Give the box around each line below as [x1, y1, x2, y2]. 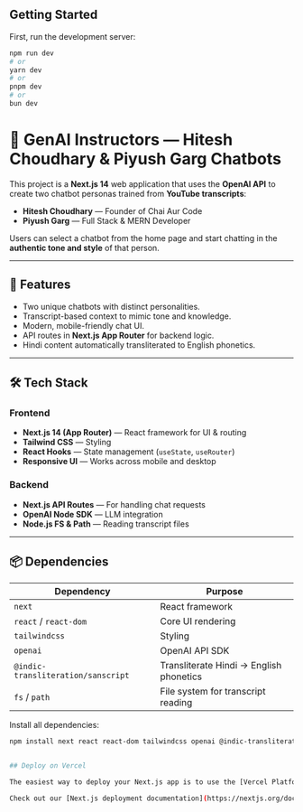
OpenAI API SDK [160, 645, 230, 658]
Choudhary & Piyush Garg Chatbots [9, 149, 282, 170]
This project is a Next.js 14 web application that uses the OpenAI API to [9, 178, 277, 189]
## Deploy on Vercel [9, 761, 87, 770]
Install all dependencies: [9, 720, 99, 731]
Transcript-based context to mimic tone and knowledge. [22, 311, 232, 322]
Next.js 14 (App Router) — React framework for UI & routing [22, 427, 247, 438]
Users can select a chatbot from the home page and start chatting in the [9, 232, 278, 243]
